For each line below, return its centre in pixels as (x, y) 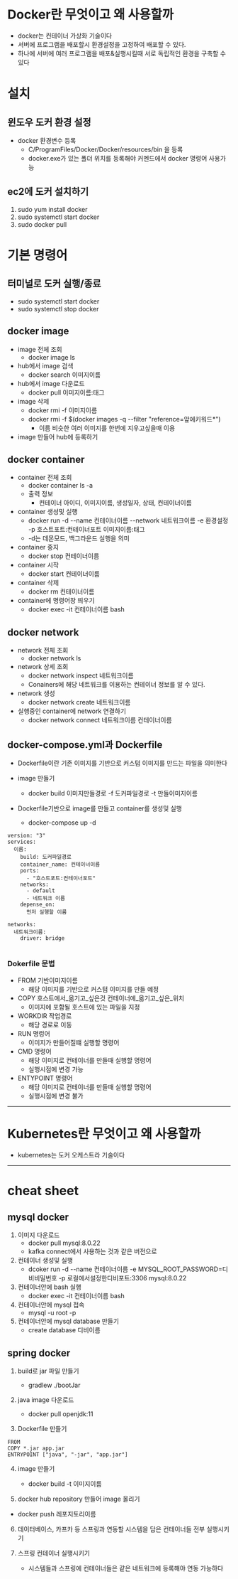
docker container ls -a (61, 486)
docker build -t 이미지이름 (65, 1484)
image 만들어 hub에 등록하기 (58, 437)
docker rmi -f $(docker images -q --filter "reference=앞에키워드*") (124, 419)
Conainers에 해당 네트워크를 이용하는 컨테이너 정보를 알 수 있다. (117, 685)
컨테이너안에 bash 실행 (49, 1287)
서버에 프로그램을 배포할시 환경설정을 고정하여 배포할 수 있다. (102, 44)
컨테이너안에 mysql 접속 (51, 1305)
